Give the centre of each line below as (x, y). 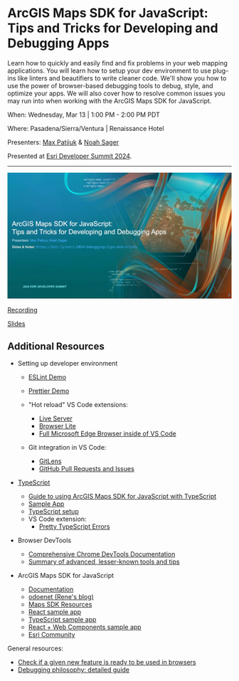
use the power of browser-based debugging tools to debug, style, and (110, 85)
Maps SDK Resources (60, 605)
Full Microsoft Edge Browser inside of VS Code (107, 434)
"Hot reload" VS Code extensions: (78, 405)
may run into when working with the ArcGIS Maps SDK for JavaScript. (110, 100)
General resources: (36, 648)
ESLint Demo (47, 377)
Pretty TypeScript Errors (74, 527)
